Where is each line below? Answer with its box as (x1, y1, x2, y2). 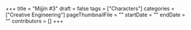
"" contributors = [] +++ (5, 18, 64, 24)
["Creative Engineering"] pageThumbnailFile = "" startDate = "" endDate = (5, 11, 186, 18)
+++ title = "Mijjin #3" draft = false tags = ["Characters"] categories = (5, 5, 175, 12)
